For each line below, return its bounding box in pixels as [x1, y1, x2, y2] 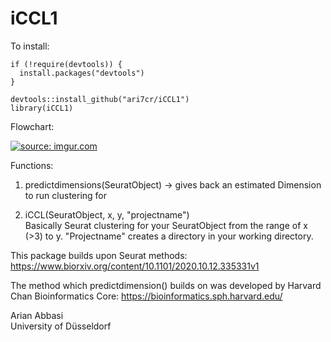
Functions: [10, 159, 54, 171]
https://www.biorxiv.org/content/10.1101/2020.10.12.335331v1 [10, 260, 260, 272]
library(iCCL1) [10, 103, 74, 113]
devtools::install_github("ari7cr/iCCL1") [10, 94, 190, 104]
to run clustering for [24, 189, 108, 201]
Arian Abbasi [10, 309, 64, 321]
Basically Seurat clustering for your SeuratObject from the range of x [24, 219, 308, 231]
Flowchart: [10, 120, 55, 132]
